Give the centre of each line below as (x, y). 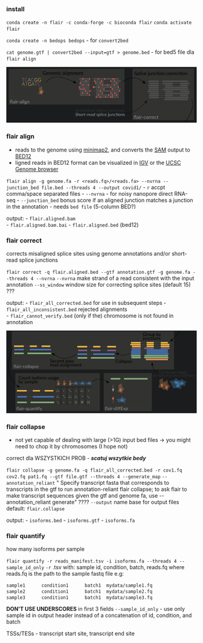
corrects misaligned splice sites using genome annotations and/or (88, 254)
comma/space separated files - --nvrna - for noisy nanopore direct (90, 193)
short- (179, 254)
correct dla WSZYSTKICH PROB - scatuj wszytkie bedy (76, 458)
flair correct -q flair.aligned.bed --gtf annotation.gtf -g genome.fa (98, 272)
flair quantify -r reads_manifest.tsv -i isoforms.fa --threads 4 (92, 561)
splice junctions (39, 260)
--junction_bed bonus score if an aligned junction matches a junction (107, 200)
